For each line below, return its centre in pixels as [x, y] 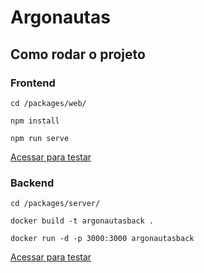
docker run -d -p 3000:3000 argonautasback [102, 239]
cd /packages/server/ [55, 204]
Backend [32, 183]
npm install [35, 121]
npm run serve [40, 138]
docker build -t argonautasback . [82, 221]
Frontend [33, 83]
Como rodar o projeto [78, 54]
